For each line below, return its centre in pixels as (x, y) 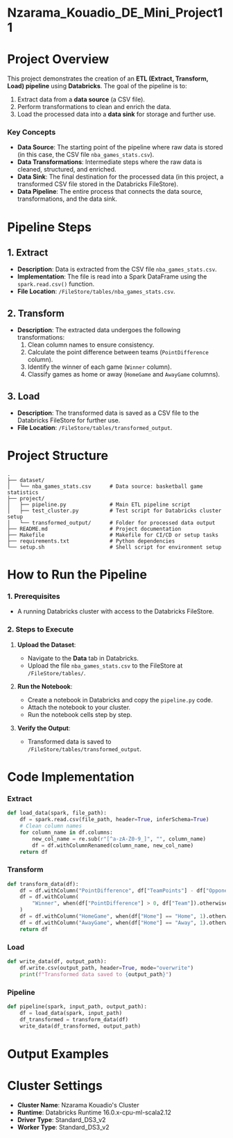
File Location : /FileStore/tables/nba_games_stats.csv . (96, 291)
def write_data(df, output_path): (57, 961)
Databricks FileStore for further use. (69, 420)
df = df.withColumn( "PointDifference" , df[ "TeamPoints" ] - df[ (113, 891)
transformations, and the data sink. (67, 199)
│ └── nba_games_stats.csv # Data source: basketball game (105, 486)
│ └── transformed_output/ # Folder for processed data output (111, 522)
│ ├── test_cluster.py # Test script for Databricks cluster (114, 511)
